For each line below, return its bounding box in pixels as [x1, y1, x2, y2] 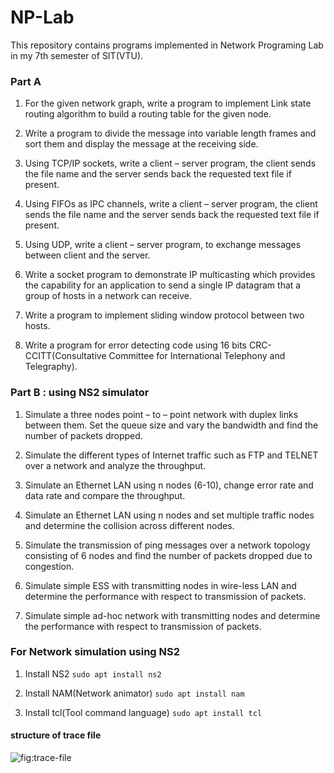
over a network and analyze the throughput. [24, 459, 207, 471]
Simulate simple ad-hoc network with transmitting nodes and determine [24, 609, 321, 621]
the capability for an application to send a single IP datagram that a [24, 279, 302, 291]
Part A [10, 74, 42, 88]
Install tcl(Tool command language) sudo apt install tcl [24, 706, 263, 718]
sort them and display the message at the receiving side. [24, 138, 259, 150]
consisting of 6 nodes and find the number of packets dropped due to [24, 549, 313, 561]
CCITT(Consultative [24, 350, 107, 362]
